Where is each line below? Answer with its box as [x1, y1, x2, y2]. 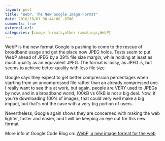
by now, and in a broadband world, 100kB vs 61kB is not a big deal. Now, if [5, 90, 156, 96]
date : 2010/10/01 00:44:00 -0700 [5, 16, 74, 21]
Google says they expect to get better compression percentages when [5, 75, 149, 80]
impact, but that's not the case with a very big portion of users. [5, 101, 133, 106]
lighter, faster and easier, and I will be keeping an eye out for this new [5, 116, 146, 121]
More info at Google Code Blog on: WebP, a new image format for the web [5, 131, 156, 136]
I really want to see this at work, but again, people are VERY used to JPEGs [5, 85, 157, 91]
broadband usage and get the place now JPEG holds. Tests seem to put [5, 49, 151, 55]
